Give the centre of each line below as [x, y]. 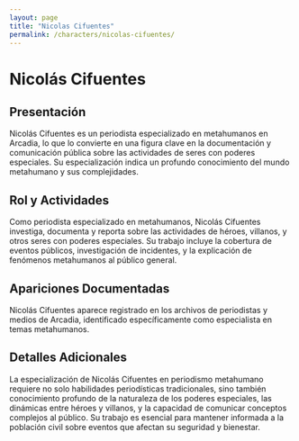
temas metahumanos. [50, 329]
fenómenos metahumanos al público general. [93, 260]
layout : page [34, 18]
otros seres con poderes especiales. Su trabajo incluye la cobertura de [140, 241]
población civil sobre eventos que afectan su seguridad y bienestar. [135, 427]
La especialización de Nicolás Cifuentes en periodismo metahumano [136, 379]
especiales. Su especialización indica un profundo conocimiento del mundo [149, 162]
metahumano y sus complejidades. [74, 172]
